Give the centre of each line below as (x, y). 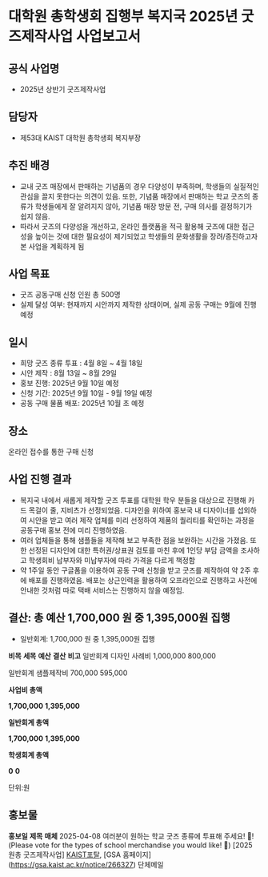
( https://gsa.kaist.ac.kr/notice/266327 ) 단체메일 (86, 864)
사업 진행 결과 (40, 479)
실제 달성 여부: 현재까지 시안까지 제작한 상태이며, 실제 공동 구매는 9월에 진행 (138, 304)
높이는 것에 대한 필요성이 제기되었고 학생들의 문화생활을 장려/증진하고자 (146, 236)
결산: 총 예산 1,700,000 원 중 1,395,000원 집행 (119, 618)
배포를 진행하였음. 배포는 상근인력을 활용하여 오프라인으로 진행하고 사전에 (143, 580)
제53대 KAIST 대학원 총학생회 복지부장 (80, 138)
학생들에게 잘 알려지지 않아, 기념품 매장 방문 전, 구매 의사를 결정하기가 (144, 206)
